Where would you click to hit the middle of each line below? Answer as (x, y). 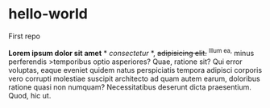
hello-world (48, 14)
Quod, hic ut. (30, 95)
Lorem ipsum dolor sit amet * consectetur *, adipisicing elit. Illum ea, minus (131, 52)
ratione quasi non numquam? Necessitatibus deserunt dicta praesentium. (130, 87)
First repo (24, 36)
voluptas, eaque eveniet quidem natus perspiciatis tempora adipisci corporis (135, 70)
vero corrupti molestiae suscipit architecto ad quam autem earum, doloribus (134, 78)
